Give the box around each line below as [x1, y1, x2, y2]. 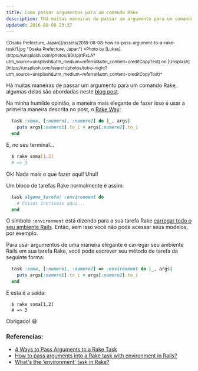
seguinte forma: [6, 254, 45, 261]
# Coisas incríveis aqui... [16, 200, 85, 207]
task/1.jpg [6, 46, 26, 53]
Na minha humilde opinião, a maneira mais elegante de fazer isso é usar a [6, 99, 186, 107]
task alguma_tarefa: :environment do [11, 194, 104, 200]
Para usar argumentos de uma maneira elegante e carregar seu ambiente [6, 241, 184, 249]
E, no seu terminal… [6, 141, 55, 148]
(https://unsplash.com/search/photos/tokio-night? [6, 65, 108, 71]
